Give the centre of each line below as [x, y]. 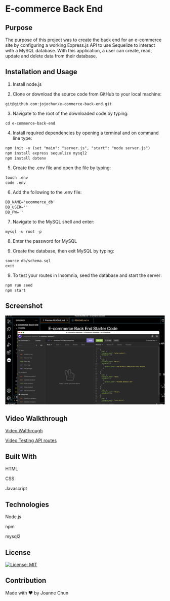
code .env [16, 183]
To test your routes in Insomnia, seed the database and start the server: [87, 275]
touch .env [17, 178]
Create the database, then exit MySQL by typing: [63, 251]
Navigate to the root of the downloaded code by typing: [71, 113]
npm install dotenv [26, 158]
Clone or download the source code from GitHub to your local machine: [87, 94]
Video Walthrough [24, 431]
